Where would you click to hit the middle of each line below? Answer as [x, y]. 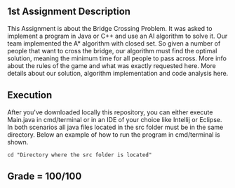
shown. [18, 142]
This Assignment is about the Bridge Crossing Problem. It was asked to [110, 28]
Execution [30, 95]
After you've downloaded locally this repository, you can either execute [110, 112]
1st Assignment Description [69, 12]
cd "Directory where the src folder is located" [80, 155]
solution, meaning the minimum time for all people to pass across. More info [117, 58]
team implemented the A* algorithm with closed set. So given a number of [114, 43]
